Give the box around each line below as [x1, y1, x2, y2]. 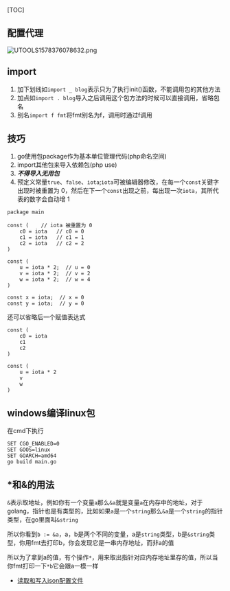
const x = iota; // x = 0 [7, 294, 84, 301]
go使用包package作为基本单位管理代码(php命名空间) [16, 152, 167, 161]
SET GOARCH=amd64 [7, 452, 57, 459]
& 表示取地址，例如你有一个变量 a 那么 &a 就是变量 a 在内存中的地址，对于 [7, 498, 203, 507]
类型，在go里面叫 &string [7, 515, 79, 524]
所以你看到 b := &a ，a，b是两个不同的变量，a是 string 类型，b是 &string [7, 530, 209, 538]
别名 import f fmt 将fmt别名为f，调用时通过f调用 [16, 111, 153, 119]
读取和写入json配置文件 [16, 577, 84, 585]
